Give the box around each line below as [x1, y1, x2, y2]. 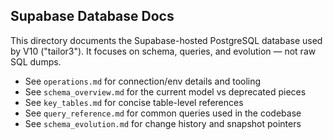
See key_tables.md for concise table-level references [24, 96, 244, 108]
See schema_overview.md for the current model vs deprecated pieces [24, 85, 307, 98]
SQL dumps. [10, 55, 62, 68]
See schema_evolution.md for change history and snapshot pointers [24, 117, 302, 129]
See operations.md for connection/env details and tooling [24, 75, 262, 87]
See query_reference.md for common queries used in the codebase [24, 107, 302, 119]
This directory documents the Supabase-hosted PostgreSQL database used [10, 34, 323, 46]
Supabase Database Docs [10, 8, 175, 25]
